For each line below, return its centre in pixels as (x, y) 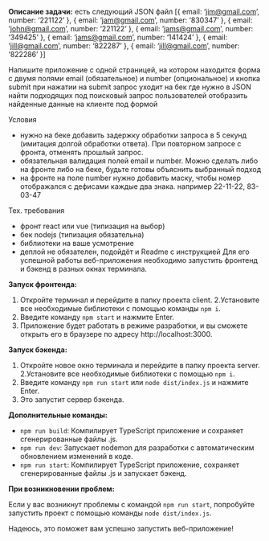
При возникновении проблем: (61, 489)
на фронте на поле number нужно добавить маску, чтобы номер (130, 178)
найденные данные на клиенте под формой (83, 104)
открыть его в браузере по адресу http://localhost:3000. (116, 334)
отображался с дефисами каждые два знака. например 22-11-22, (132, 186)
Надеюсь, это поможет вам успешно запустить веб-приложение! (121, 529)
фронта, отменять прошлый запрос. (82, 152)
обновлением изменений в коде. (77, 456)
